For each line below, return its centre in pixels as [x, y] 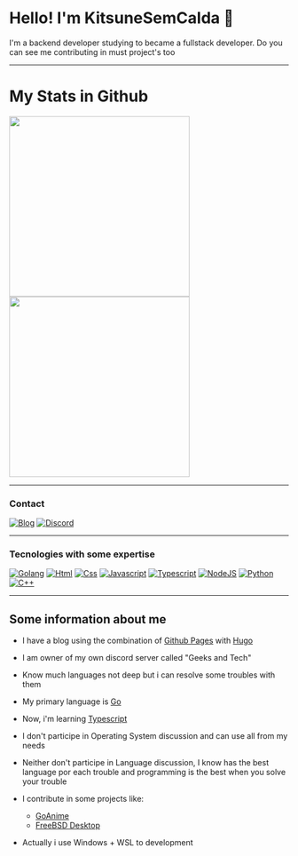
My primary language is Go [71, 701]
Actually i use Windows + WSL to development [107, 843]
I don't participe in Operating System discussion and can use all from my [155, 736]
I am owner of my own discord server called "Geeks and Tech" [137, 658]
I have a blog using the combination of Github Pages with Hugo [137, 641]
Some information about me [88, 619]
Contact [27, 503]
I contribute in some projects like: [83, 799]
